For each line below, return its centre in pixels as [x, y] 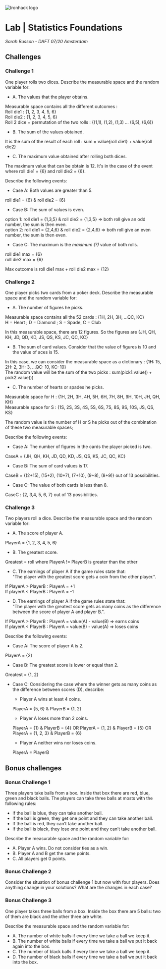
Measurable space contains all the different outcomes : [61, 106]
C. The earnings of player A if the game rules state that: [69, 571]
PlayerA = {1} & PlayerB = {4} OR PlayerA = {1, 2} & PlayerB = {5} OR [82, 728]
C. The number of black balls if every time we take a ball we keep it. [82, 951]
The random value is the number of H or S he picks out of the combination [81, 422]
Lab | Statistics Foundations [64, 28]
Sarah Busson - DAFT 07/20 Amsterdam [47, 41]
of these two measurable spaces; [39, 427]
